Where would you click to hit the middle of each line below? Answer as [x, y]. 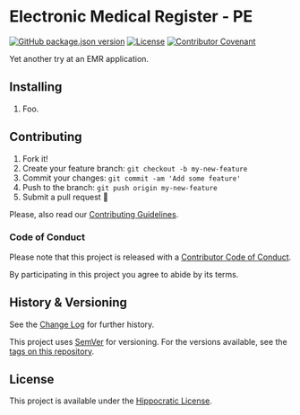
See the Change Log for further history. [82, 324]
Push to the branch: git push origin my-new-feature [120, 187]
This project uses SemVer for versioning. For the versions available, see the [149, 341]
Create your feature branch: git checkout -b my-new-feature [135, 168]
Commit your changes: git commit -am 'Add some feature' [132, 178]
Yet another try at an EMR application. [79, 58]
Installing [36, 87]
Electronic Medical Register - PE [131, 17]
